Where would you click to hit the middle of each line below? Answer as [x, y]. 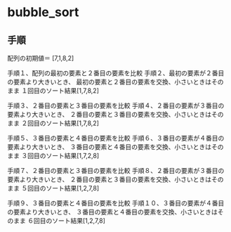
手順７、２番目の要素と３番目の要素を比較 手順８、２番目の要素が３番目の [116, 170]
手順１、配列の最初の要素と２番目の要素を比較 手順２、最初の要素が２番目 [116, 73]
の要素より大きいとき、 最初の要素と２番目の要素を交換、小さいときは [110, 82]
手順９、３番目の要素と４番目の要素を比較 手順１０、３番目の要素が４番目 [116, 203]
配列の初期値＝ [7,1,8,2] [41, 58]
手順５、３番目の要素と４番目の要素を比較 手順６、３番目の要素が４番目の [116, 138]
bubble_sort [43, 12]
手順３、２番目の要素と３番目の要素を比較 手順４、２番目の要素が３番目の [116, 105]
